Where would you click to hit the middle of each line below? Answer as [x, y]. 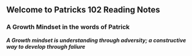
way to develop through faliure [46, 46]
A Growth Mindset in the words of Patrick [68, 27]
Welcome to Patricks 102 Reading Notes [83, 10]
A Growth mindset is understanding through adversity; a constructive [96, 40]
